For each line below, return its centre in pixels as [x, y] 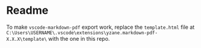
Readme [27, 10]
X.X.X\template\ [27, 39]
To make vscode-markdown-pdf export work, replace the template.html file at [101, 27]
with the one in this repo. [79, 38]
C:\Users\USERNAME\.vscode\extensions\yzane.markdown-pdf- [82, 33]
